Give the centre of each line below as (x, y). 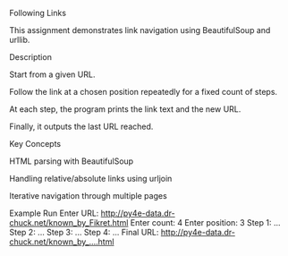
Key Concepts (35, 144)
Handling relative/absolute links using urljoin (91, 179)
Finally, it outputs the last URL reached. (81, 126)
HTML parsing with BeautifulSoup (72, 161)
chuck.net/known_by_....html (62, 242)
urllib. (20, 40)
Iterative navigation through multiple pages (88, 196)
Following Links (38, 13)
